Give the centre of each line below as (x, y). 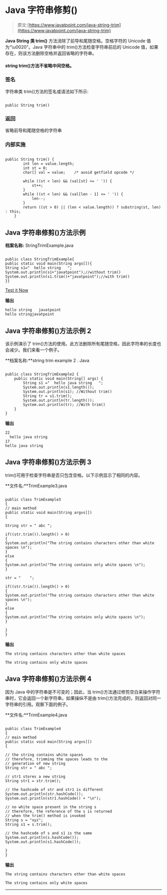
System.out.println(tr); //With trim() (64, 405)
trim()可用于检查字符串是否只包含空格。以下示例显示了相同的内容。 (74, 475)
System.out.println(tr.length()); (59, 400)
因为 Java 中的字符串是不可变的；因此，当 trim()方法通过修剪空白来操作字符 (83, 692)
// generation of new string (35, 763)
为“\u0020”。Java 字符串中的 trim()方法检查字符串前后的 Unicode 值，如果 (82, 47)
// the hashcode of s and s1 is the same (49, 833)
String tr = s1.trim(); (47, 396)
